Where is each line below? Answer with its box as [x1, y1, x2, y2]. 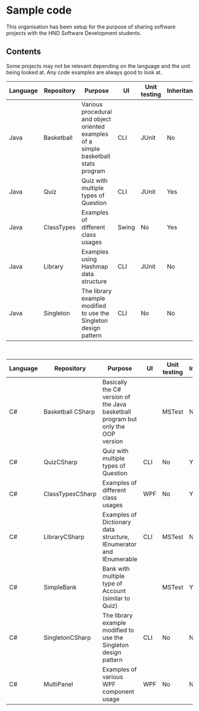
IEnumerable [102, 555, 138, 563]
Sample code [6, 4, 72, 17]
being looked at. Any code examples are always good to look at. [6, 69, 162, 76]
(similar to [102, 594, 130, 602]
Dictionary [102, 518, 131, 526]
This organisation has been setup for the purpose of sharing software [6, 23, 176, 30]
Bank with [102, 564, 130, 572]
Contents [6, 47, 41, 57]
